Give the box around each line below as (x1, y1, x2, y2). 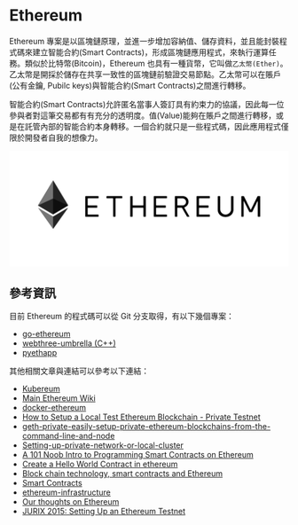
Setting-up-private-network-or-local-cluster (21, 440, 184, 451)
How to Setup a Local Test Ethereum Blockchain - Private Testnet (21, 411, 262, 422)
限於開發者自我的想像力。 (9, 132, 103, 143)
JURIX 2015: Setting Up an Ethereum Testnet (21, 506, 186, 517)
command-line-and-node (21, 431, 115, 442)
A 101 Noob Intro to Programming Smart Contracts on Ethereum (21, 450, 255, 460)
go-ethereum (21, 329, 71, 340)
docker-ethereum (21, 403, 87, 413)
